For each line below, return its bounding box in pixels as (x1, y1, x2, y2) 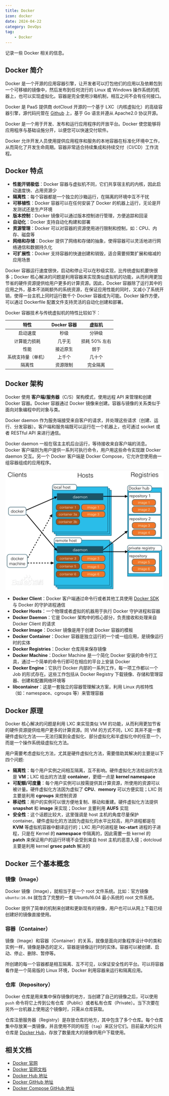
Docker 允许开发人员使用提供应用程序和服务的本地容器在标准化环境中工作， (5, 138, 162, 144)
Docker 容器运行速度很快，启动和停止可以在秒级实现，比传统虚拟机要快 (5, 267, 154, 273)
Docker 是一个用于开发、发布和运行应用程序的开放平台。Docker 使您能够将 (5, 121, 161, 127)
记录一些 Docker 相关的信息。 (5, 50, 67, 56)
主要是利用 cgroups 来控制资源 (12, 793, 77, 799)
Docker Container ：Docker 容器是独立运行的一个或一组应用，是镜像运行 (12, 633, 163, 639)
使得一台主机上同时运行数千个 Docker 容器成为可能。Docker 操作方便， (14, 293, 162, 299)
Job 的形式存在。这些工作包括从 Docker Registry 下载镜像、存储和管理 (12, 671, 159, 677)
